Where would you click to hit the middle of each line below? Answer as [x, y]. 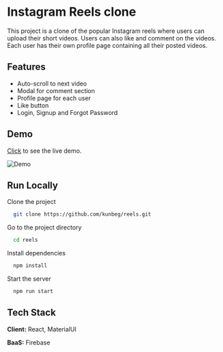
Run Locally [32, 185]
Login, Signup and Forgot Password [67, 112]
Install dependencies [37, 253]
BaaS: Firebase [29, 342]
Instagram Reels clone [72, 12]
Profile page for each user [54, 98]
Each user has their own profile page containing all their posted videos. [107, 45]
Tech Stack [31, 313]
